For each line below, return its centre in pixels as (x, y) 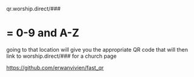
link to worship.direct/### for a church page (62, 56)
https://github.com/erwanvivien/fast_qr (55, 67)
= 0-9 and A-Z (43, 33)
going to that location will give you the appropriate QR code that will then (97, 49)
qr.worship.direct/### (33, 9)
